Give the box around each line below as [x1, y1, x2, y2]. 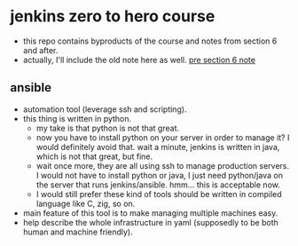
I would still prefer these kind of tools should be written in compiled [35, 188, 282, 199]
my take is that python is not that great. [35, 123, 180, 133]
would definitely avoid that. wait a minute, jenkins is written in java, [35, 141, 280, 152]
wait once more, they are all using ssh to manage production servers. [35, 160, 290, 171]
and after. [22, 44, 59, 55]
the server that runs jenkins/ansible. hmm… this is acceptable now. [35, 179, 280, 190]
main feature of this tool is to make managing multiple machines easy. [22, 207, 278, 218]
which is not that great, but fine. [35, 151, 153, 162]
